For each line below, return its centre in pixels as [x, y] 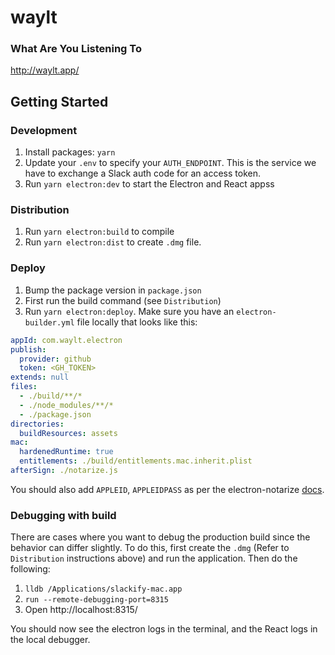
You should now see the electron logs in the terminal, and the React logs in [164, 629]
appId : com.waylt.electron [66, 340]
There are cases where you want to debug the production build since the [160, 537]
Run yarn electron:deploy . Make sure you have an [129, 311]
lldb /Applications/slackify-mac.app [103, 589]
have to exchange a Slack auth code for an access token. [142, 173]
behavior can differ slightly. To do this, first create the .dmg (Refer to [150, 548]
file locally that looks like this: [137, 322]
